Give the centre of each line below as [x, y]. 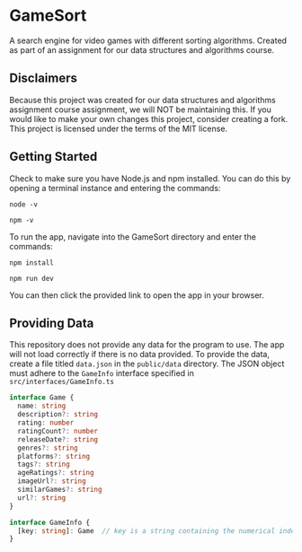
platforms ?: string [54, 456]
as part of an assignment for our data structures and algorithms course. [142, 49]
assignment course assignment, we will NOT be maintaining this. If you [140, 110]
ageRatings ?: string [56, 473]
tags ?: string [44, 464]
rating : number [46, 423]
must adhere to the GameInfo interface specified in [102, 373]
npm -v [22, 220]
